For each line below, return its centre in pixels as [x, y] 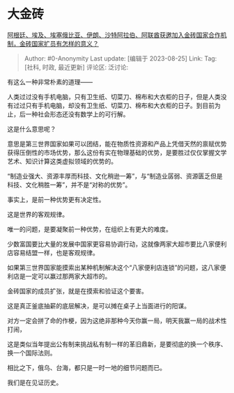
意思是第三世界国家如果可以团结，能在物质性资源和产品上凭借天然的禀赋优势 [117, 144]
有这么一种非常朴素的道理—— [50, 82]
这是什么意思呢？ [32, 129]
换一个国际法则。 [32, 353]
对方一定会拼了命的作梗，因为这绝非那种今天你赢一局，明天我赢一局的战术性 [117, 321]
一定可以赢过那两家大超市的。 [68, 276]
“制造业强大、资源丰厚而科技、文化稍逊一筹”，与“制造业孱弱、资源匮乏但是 [115, 176]
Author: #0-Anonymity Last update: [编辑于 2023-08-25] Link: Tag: [120, 58]
